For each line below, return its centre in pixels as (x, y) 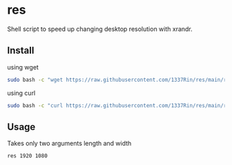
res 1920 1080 (28, 156)
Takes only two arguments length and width (69, 144)
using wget (23, 67)
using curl (21, 93)
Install (21, 51)
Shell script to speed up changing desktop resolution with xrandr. (100, 29)
